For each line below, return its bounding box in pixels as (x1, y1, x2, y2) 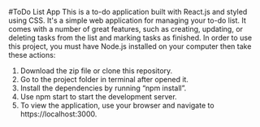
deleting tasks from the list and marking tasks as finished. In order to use (8, 33, 253, 42)
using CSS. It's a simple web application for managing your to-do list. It (8, 15, 246, 25)
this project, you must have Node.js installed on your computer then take (8, 42, 252, 51)
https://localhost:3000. (19, 109, 97, 119)
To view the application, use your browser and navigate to (19, 101, 214, 110)
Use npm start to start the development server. (19, 92, 177, 101)
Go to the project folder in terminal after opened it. (19, 75, 189, 84)
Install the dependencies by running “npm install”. (19, 83, 187, 93)
